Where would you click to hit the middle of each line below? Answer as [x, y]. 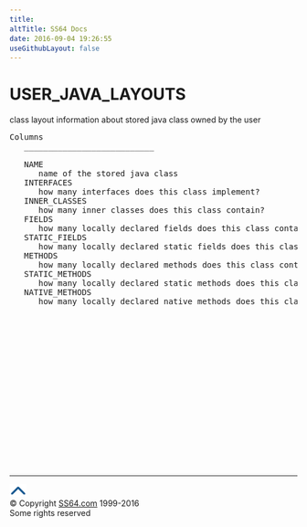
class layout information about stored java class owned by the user [135, 120]
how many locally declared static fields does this [156, 247]
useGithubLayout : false [55, 48]
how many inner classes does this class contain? [151, 211]
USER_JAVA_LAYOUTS [98, 95]
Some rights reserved [50, 513]
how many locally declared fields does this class [154, 229]
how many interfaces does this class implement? [149, 192]
